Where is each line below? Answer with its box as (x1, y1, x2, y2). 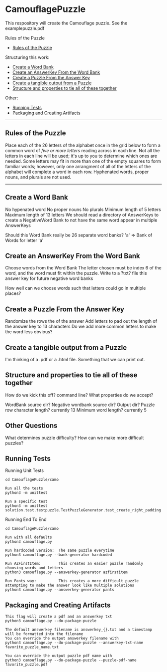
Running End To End (5, 516, 47, 522)
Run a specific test (5, 499, 48, 504)
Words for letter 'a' (5, 237, 44, 243)
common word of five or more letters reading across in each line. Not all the (5, 147, 160, 153)
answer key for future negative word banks (5, 275, 93, 281)
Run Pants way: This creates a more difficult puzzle (5, 579, 139, 584)
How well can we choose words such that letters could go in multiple (5, 285, 146, 291)
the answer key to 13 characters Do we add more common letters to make (5, 323, 157, 330)
